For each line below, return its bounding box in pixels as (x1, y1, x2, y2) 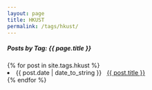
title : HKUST (7, 16, 45, 23)
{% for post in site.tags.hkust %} (7, 61, 100, 69)
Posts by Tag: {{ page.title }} (7, 44, 92, 52)
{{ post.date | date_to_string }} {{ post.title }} (16, 69, 146, 77)
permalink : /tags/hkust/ (7, 23, 79, 30)
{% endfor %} (7, 76, 47, 85)
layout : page (7, 10, 45, 17)
